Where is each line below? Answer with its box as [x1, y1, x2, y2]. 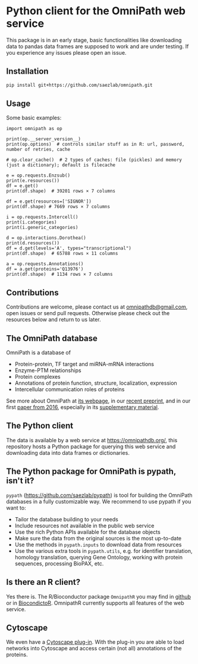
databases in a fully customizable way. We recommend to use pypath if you [6, 498, 191, 505]
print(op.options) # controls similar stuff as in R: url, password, [6, 141, 185, 147]
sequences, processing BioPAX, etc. [14, 560, 104, 567]
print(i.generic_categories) [6, 225, 78, 231]
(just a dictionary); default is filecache [6, 162, 116, 168]
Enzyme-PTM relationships [14, 367, 81, 374]
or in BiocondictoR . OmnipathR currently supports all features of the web [6, 599, 184, 606]
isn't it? [6, 476, 34, 486]
